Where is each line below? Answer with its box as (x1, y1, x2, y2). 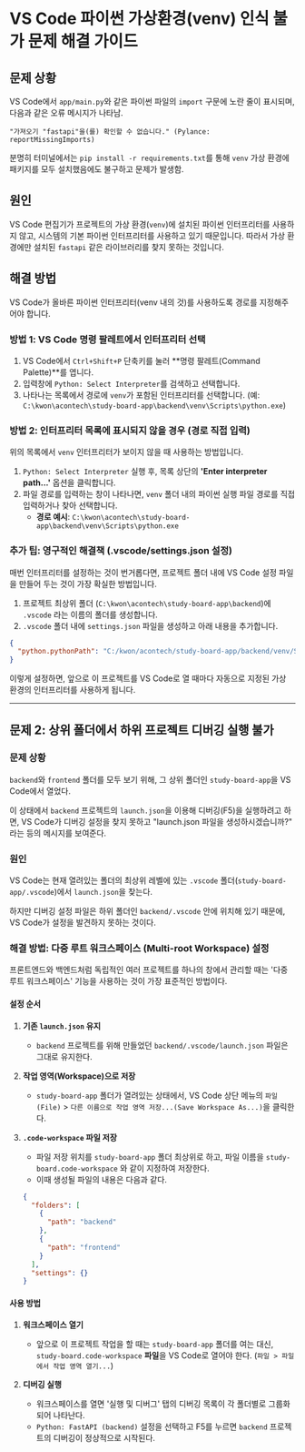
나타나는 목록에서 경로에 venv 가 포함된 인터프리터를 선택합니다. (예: (22, 389, 261, 401)
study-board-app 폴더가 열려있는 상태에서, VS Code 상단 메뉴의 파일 (35, 1090, 279, 1101)
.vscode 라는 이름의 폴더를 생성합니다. (22, 609, 159, 620)
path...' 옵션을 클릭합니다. (22, 477, 116, 488)
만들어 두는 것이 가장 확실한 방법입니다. (18, 578, 157, 589)
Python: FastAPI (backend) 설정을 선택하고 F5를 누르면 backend (35, 1421, 268, 1432)
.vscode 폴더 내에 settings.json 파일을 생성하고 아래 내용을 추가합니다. (22, 620, 279, 631)
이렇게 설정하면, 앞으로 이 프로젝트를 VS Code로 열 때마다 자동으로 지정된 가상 (9, 673, 287, 684)
